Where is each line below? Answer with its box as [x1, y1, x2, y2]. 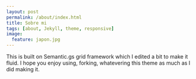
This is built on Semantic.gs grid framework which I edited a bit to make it [6, 53, 188, 60]
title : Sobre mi [6, 20, 47, 26]
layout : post [6, 8, 39, 15]
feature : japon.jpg [11, 37, 61, 42]
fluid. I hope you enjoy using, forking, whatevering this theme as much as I [6, 59, 191, 66]
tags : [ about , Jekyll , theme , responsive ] [6, 25, 114, 32]
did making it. [6, 66, 40, 72]
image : [6, 31, 23, 37]
